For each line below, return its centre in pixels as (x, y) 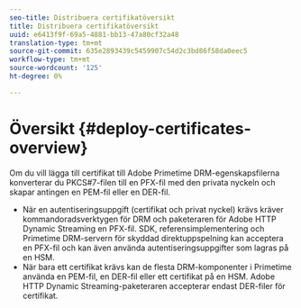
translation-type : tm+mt (56, 43)
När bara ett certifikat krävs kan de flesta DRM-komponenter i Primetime (157, 267)
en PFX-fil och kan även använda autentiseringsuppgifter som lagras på (155, 248)
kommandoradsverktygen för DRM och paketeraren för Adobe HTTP (149, 219)
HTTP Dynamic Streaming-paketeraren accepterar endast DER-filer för (154, 285)
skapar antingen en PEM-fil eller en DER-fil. (90, 192)
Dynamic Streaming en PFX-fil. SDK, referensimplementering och (143, 228)
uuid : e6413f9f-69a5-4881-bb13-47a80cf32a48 (94, 34)
